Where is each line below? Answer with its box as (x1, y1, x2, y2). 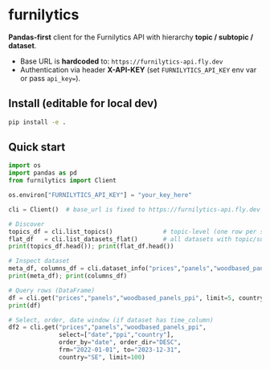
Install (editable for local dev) (8, 96, 158, 110)
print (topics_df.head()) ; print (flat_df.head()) (8, 243, 174, 251)
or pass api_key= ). (19, 73, 81, 83)
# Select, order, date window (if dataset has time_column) (8, 316, 215, 324)
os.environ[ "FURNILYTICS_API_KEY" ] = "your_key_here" (8, 191, 193, 199)
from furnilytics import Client (8, 177, 117, 185)
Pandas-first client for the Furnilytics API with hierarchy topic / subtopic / (8, 32, 254, 42)
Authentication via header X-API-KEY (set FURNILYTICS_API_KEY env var (19, 64, 257, 74)
